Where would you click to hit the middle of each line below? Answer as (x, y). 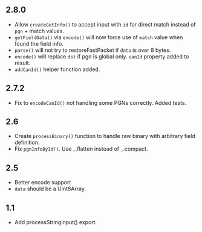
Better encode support (43, 183)
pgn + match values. (39, 31)
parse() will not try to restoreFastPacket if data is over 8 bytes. (93, 50)
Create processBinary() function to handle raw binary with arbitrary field (105, 136)
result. (22, 63)
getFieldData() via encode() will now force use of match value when (99, 37)
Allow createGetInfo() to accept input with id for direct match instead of (105, 24)
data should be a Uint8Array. (50, 189)
